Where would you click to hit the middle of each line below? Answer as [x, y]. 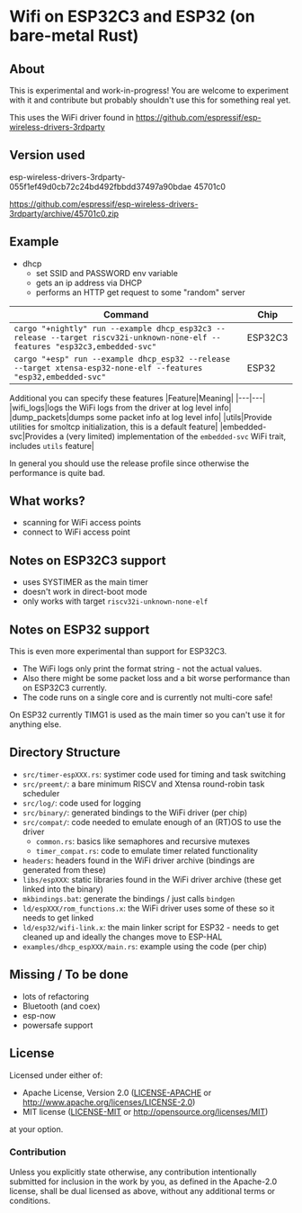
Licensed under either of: [56, 1075]
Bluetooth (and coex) [61, 1006]
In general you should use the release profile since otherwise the [129, 463]
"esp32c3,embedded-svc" [106, 346]
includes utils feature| [52, 445]
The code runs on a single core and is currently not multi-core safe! [147, 697]
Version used [47, 155]
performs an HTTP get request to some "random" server [140, 292]
